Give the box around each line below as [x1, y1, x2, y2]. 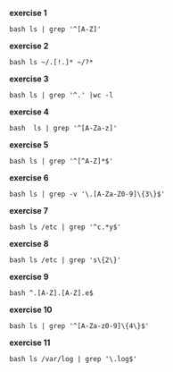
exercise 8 [9, 239, 49, 249]
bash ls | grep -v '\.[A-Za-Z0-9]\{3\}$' [9, 190, 166, 199]
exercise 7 [9, 206, 49, 216]
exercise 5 [9, 139, 49, 150]
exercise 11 [9, 337, 51, 348]
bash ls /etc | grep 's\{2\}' [9, 256, 122, 265]
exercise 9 [9, 272, 49, 282]
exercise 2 [9, 40, 49, 51]
